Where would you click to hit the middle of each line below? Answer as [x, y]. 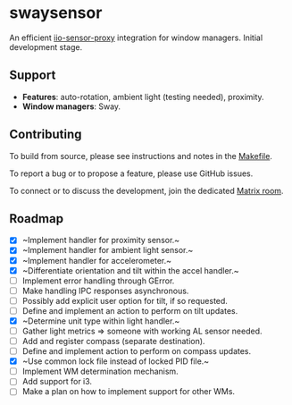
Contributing [46, 135]
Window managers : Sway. [71, 106]
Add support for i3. [57, 382]
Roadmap [37, 219]
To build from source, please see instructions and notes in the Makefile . [141, 156]
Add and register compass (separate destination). [113, 341]
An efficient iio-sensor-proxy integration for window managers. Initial [136, 38]
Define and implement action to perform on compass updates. [137, 351]
